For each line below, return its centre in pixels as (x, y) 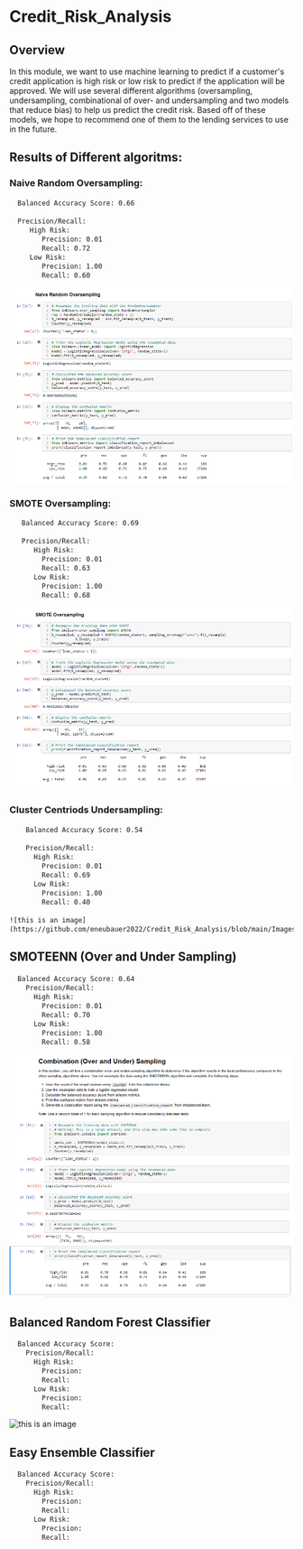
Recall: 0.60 (66, 275)
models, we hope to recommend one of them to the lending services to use (149, 120)
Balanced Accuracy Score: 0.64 (76, 979)
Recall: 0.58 (66, 1042)
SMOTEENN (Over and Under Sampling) (123, 957)
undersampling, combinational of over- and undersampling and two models (149, 100)
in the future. (33, 129)
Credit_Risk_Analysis (91, 17)
